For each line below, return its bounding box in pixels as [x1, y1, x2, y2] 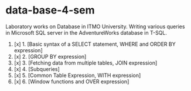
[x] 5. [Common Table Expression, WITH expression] [13, 72, 141, 79]
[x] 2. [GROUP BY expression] [13, 53, 87, 60]
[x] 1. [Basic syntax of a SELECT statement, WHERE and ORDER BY [13, 41, 176, 48]
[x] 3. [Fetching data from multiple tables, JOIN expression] [13, 59, 158, 66]
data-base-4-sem [5, 4, 95, 17]
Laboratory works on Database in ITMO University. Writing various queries [5, 23, 185, 30]
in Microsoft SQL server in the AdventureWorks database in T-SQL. [5, 29, 168, 36]
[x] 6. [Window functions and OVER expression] [13, 77, 129, 85]
